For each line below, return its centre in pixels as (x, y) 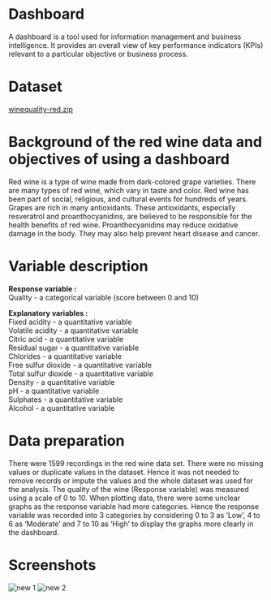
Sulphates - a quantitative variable (66, 399)
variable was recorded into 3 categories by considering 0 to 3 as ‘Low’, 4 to (135, 515)
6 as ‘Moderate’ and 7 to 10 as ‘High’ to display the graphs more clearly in (131, 524)
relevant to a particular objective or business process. (98, 54)
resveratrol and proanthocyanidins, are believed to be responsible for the (130, 216)
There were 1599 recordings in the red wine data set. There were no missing (136, 463)
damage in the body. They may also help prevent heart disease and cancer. (134, 233)
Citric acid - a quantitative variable (66, 339)
